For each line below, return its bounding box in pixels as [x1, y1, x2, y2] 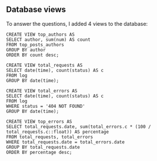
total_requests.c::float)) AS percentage [6, 129, 109, 135]
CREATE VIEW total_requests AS [6, 62, 83, 68]
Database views [6, 5, 66, 15]
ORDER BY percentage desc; [6, 149, 72, 155]
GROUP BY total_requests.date [6, 144, 81, 150]
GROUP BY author [6, 47, 46, 53]
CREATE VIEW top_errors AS [6, 118, 72, 125]
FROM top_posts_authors [6, 42, 65, 47]
